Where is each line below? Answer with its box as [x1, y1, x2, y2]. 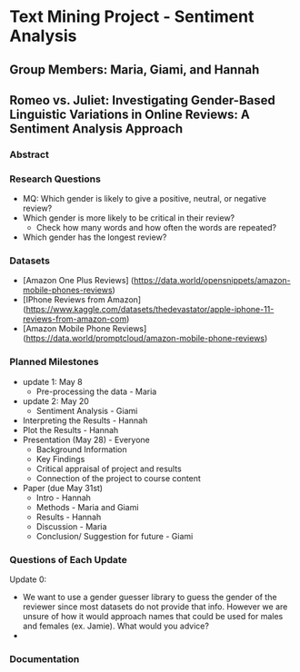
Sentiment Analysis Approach [9, 121, 184, 136]
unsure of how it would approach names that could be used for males [22, 611, 284, 622]
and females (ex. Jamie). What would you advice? [22, 620, 209, 632]
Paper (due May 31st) [22, 482, 103, 493]
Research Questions [9, 173, 102, 185]
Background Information [35, 443, 127, 455]
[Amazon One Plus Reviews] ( [22, 275, 135, 286]
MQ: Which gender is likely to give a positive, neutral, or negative [22, 193, 266, 204]
